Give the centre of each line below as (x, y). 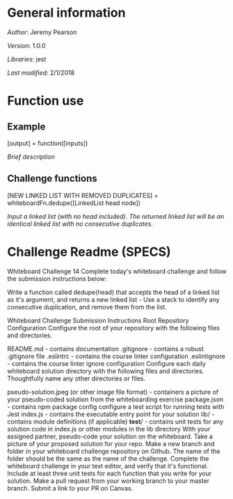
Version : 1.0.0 (27, 45)
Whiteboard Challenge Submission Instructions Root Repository (98, 320)
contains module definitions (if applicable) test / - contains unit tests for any (115, 421)
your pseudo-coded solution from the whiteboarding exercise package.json (115, 399)
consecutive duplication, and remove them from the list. (87, 307)
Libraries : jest (27, 59)
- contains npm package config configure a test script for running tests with (116, 406)
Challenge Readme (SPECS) (89, 252)
